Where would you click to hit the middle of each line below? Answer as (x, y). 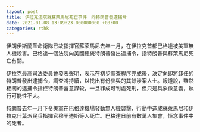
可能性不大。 (27, 96)
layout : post (22, 12)
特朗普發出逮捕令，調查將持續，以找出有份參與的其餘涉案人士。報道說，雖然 (100, 81)
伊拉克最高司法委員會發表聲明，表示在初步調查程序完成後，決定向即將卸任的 (100, 73)
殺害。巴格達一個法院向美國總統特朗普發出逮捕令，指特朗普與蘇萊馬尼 (102, 54)
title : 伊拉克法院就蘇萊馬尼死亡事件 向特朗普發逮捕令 (66, 17)
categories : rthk (28, 28)
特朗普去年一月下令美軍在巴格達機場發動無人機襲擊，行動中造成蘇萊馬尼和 (97, 108)
